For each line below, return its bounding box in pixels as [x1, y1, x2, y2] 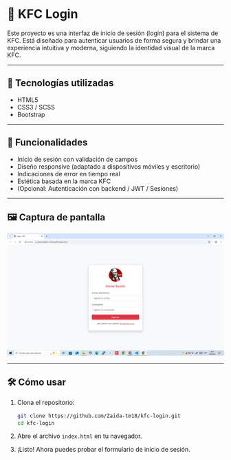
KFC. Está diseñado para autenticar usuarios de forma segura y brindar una [7, 36, 221, 44]
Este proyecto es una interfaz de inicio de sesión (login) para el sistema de [7, 29, 219, 37]
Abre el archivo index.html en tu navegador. [16, 432, 142, 440]
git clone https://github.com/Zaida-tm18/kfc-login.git [16, 412, 181, 419]
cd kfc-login [16, 419, 55, 426]
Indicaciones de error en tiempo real [16, 169, 120, 178]
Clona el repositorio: [16, 398, 75, 406]
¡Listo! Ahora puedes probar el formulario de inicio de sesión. [16, 446, 190, 454]
